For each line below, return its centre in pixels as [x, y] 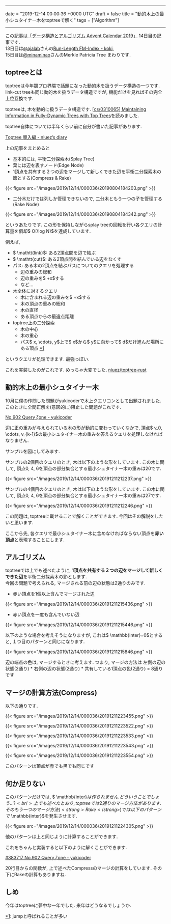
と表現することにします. [40, 540]
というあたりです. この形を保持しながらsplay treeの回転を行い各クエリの [81, 225]
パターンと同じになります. [57, 641]
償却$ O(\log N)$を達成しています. [55, 231]
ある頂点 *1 [32, 348]
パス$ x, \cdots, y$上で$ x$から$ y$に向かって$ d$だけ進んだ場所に [92, 342]
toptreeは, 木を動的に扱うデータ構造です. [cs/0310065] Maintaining [76, 109]
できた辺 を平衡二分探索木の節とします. [46, 577]
